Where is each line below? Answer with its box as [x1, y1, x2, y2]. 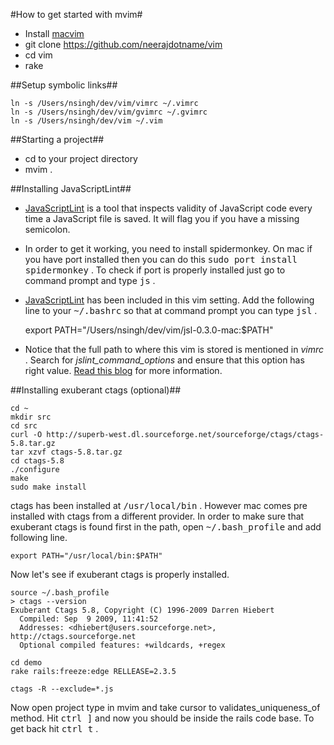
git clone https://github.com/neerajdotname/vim [24, 39, 223, 50]
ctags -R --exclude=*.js [10, 684, 114, 694]
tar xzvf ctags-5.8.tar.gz [10, 447, 123, 457]
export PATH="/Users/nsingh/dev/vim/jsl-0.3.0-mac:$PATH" [24, 324, 274, 336]
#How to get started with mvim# [10, 9, 143, 20]
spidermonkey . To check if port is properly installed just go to [24, 264, 286, 276]
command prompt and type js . [24, 275, 156, 286]
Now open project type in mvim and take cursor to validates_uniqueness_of [10, 702, 321, 713]
